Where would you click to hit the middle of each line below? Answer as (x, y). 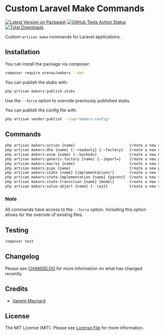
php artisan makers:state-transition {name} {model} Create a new (81, 182)
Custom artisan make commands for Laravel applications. (63, 37)
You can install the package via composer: (48, 64)
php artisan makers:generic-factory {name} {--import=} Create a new (81, 159)
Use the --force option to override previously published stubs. (68, 100)
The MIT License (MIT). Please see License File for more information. (74, 328)
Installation (22, 52)
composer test (20, 242)
